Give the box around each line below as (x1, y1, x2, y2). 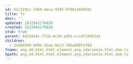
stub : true (5, 29, 27, 34)
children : (5, 38, 25, 43)
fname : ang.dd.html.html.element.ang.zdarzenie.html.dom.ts (5, 47, 129, 52)
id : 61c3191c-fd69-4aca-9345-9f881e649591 (5, 7, 92, 12)
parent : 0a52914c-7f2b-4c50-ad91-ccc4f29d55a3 (5, 34, 101, 39)
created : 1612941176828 (5, 25, 53, 30)
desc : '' (5, 16, 23, 21)
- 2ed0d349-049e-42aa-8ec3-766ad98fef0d (9, 43, 92, 48)
